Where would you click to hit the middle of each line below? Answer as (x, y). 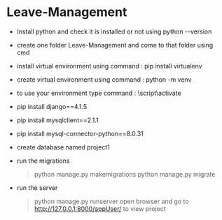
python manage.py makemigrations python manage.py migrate (125, 174)
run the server (37, 188)
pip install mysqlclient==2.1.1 (57, 120)
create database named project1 (63, 147)
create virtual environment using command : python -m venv (104, 79)
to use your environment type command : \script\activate (99, 93)
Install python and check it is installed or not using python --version (114, 31)
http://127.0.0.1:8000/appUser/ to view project (100, 208)
